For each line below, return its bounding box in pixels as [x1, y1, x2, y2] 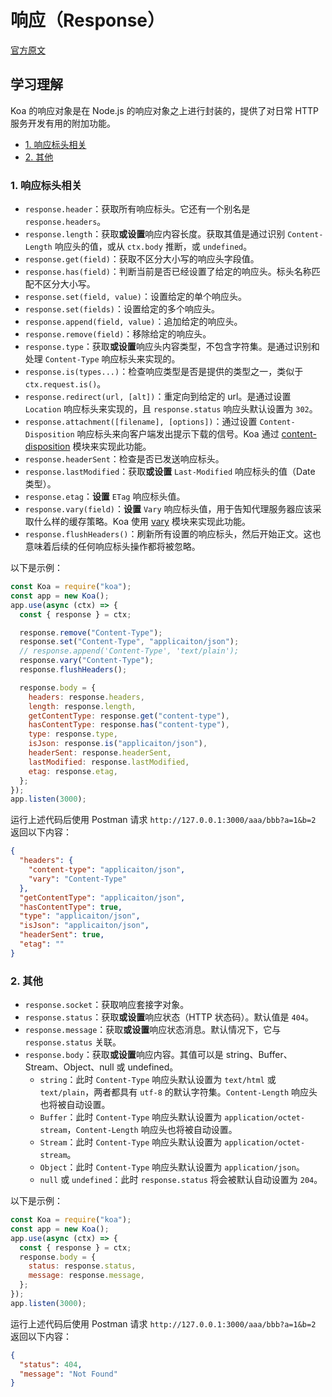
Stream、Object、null [24, 1061, 115, 1073]
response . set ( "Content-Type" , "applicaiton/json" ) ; [19, 637, 240, 647]
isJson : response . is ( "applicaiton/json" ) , [28, 739, 208, 749]
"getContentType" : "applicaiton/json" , [19, 892, 186, 903]
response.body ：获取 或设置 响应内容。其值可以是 [24, 1049, 224, 1061]
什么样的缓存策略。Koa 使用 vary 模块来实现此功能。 [33, 516, 251, 528]
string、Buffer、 [225, 1049, 293, 1061]
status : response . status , [28, 1261, 137, 1271]
